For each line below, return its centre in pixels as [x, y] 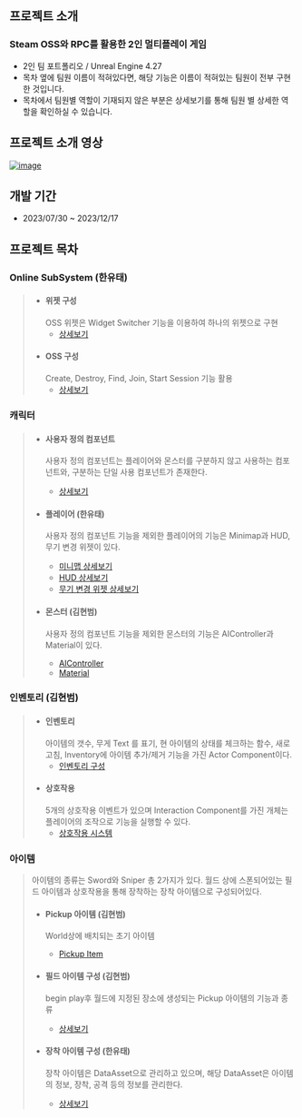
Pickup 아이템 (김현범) [85, 914]
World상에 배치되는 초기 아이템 [100, 936]
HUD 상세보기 [83, 578]
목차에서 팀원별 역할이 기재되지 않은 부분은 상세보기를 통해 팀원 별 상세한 [151, 100]
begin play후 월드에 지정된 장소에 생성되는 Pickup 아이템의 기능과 [162, 998]
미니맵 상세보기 [86, 567]
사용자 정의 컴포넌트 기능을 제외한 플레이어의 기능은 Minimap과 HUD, [167, 536]
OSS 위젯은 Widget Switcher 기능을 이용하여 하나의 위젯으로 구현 [161, 322]
